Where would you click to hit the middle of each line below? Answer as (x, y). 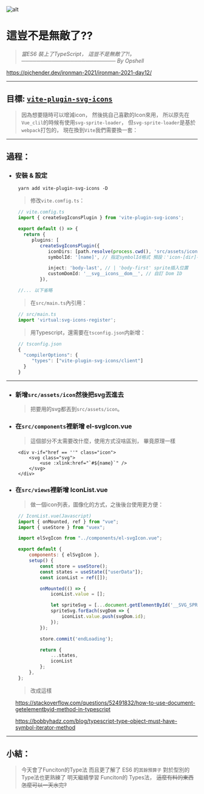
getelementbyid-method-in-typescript (63, 709)
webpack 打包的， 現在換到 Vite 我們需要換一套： (80, 130)
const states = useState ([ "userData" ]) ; (92, 572)
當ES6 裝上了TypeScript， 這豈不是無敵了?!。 (78, 54)
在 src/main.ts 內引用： (59, 303)
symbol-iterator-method (45, 727)
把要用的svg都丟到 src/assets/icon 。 (76, 409)
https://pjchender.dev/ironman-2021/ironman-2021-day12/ (79, 72)
